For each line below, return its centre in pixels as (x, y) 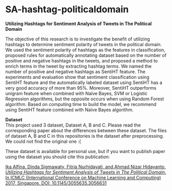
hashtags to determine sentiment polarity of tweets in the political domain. (84, 44)
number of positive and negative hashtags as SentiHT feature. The (76, 71)
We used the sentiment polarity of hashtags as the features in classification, (85, 50)
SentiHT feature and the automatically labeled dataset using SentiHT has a (84, 82)
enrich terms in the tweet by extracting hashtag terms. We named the (79, 66)
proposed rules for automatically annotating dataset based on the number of (86, 55)
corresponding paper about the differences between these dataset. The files (86, 130)
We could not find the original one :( (43, 141)
